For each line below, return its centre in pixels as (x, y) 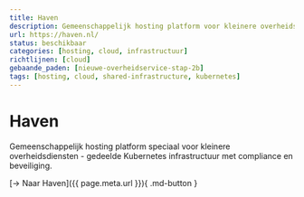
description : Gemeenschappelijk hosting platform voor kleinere (133, 26)
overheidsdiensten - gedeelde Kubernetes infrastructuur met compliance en (152, 155)
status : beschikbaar (48, 43)
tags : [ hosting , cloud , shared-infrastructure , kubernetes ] (125, 77)
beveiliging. (31, 165)
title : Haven (34, 18)
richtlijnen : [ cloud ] (50, 60)
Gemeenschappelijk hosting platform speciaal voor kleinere (120, 146)
